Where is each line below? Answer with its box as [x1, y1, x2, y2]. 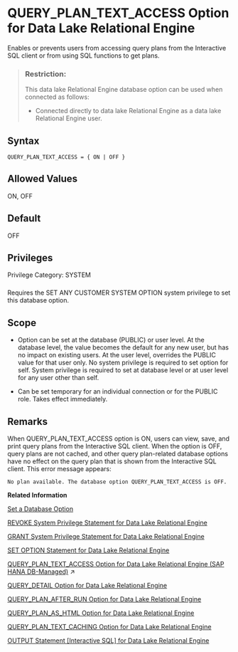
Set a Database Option [7, 505, 73, 513]
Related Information [7, 491, 67, 500]
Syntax [7, 135, 40, 147]
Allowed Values [7, 173, 78, 185]
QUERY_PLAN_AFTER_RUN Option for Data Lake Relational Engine [7, 595, 202, 604]
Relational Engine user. [35, 114, 102, 122]
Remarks [7, 415, 48, 428]
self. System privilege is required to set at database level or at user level [17, 366, 229, 374]
